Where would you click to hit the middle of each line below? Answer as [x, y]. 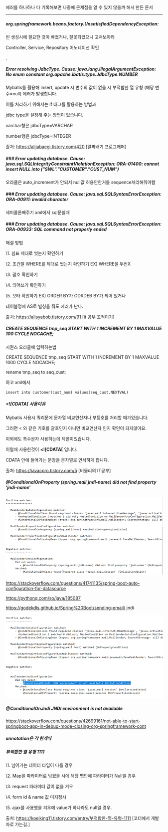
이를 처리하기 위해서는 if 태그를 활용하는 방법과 [51, 104]
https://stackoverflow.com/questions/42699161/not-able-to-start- [73, 721]
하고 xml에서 [18, 382]
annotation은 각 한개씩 [28, 738]
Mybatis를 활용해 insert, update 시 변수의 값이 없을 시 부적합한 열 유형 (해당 [80, 87]
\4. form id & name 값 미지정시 [36, 797]
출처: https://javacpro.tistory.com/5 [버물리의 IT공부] [58, 470]
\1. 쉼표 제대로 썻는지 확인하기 [35, 253]
